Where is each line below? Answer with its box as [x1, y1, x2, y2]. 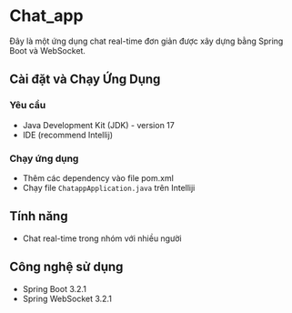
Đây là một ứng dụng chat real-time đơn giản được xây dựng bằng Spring [9, 35, 284, 46]
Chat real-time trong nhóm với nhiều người [22, 233, 182, 244]
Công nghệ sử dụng [9, 259, 124, 275]
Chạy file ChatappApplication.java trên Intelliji [22, 182, 196, 193]
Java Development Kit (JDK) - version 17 [22, 119, 175, 130]
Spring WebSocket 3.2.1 [22, 293, 112, 304]
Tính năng [9, 208, 68, 224]
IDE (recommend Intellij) [22, 129, 114, 140]
